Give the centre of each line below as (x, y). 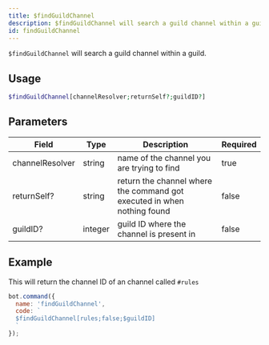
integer (96, 229)
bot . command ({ (32, 296)
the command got (151, 191)
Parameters (38, 122)
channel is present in (157, 234)
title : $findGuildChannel (51, 16)
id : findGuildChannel (44, 30)
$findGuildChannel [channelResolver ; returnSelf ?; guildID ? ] (107, 97)
